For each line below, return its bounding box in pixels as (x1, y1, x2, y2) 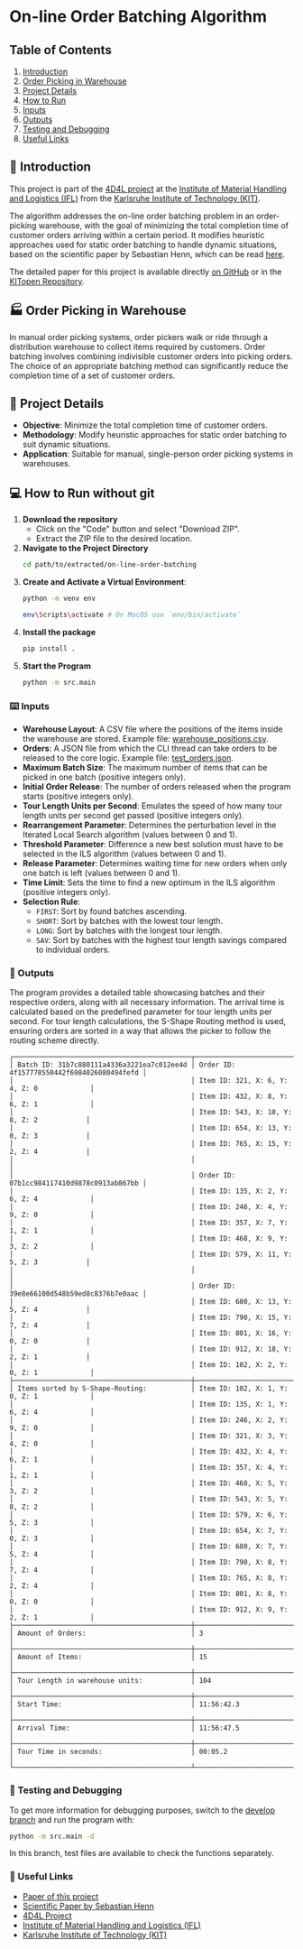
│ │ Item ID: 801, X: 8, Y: (9, 1590, 289, 1599)
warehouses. (22, 458, 71, 469)
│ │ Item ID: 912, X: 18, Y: (9, 1344, 293, 1354)
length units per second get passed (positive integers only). (22, 809, 244, 820)
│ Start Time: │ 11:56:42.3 (9, 1700, 241, 1709)
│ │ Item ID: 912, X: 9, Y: (9, 1605, 289, 1614)
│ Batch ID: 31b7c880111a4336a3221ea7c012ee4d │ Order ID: (9, 1060, 236, 1070)
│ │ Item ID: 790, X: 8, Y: (9, 1558, 289, 1567)
